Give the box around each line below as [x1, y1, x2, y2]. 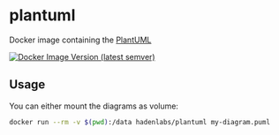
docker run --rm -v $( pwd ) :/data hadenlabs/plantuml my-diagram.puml [9, 117, 271, 126]
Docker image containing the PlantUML [9, 34, 152, 45]
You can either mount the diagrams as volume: [9, 101, 179, 111]
